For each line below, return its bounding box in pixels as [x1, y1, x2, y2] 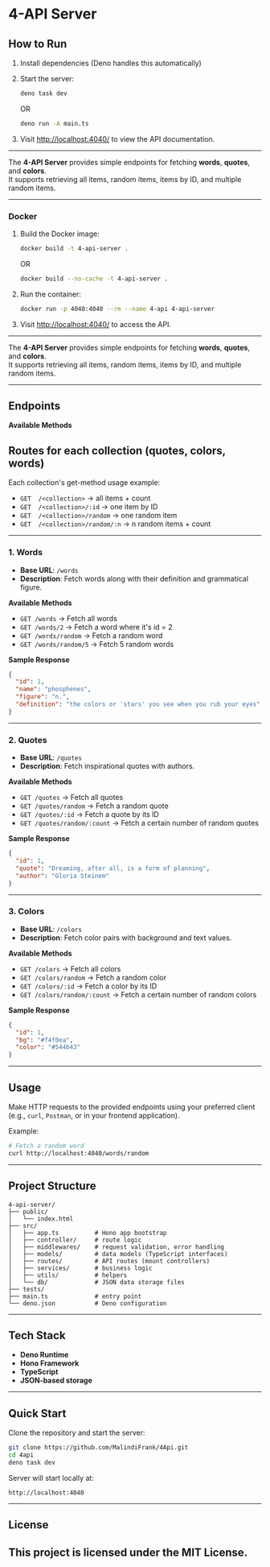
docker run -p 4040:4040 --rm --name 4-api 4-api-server [19, 305, 215, 313]
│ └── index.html [8, 1214, 74, 1223]
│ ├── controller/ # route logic [8, 1236, 142, 1244]
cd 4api [8, 1451, 35, 1459]
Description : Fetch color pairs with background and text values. [19, 932, 232, 943]
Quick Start [8, 1407, 67, 1420]
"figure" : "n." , [15, 693, 70, 701]
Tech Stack [8, 1329, 66, 1342]
